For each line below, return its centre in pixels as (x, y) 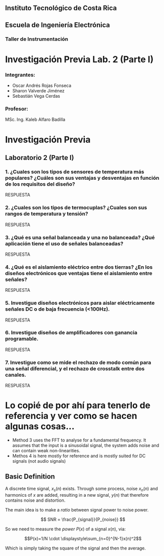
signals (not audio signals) (39, 461)
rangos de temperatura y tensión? (47, 214)
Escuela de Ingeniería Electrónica (58, 25)
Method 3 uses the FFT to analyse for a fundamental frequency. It (79, 440)
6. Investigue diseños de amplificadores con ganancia (71, 333)
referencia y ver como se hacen (71, 416)
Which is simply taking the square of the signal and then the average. (76, 548)
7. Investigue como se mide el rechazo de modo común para (78, 362)
